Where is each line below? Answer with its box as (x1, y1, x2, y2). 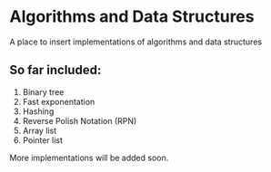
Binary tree (22, 86, 65, 97)
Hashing (22, 106, 55, 117)
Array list (22, 125, 57, 136)
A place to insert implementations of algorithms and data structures (9, 36, 262, 47)
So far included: (9, 62, 102, 78)
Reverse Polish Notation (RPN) (22, 115, 137, 126)
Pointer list (22, 134, 64, 146)
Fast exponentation (22, 96, 95, 107)
